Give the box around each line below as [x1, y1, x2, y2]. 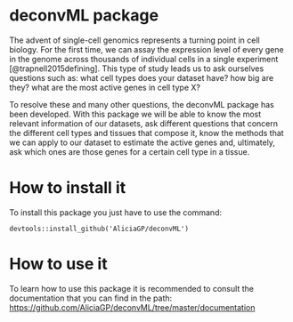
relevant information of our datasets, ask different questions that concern [9, 117, 279, 129]
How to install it [9, 178, 126, 198]
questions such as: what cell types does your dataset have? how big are [9, 72, 274, 83]
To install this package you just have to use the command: [9, 206, 223, 218]
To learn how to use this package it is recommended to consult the [9, 283, 254, 294]
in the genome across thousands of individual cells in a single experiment [9, 53, 279, 64]
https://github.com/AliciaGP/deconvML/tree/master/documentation [9, 302, 256, 312]
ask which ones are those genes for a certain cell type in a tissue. [9, 146, 250, 157]
